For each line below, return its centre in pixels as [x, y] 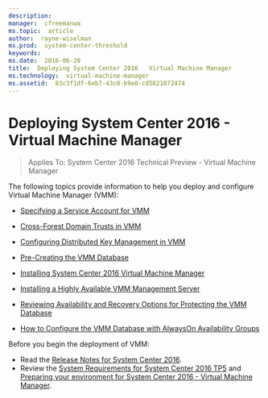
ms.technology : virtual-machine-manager [79, 76]
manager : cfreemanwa [45, 23]
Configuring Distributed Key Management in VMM [103, 242]
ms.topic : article [41, 31]
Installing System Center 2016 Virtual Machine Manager [112, 273]
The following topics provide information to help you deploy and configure [131, 187]
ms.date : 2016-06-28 [45, 61]
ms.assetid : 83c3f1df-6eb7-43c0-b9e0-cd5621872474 [97, 83]
